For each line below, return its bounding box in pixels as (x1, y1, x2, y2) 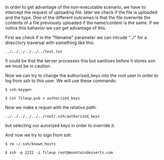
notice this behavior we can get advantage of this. (5, 25, 107, 31)
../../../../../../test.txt (5, 49, 63, 54)
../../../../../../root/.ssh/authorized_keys (5, 114, 100, 119)
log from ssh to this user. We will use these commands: (5, 78, 117, 83)
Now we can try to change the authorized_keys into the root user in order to (5, 73, 159, 78)
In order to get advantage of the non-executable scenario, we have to (5, 4, 146, 10)
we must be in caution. (5, 63, 51, 69)
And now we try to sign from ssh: (5, 132, 72, 138)
